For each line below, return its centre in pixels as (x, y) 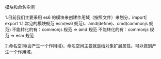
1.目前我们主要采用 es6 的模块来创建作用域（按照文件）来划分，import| (76, 17)
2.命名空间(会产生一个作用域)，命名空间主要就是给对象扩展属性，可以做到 (79, 46)
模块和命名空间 (20, 7)
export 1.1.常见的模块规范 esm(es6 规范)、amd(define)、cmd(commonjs (77, 23)
